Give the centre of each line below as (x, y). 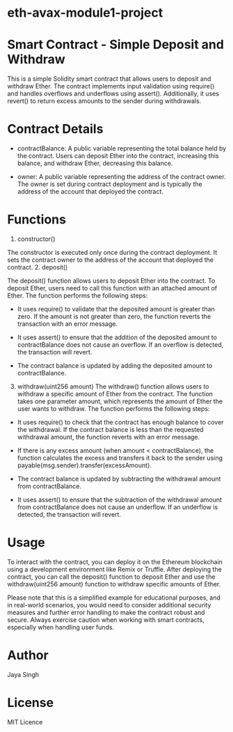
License (31, 703)
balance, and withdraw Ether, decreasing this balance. (95, 163)
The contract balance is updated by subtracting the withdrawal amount (119, 479)
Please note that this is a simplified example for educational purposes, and (114, 598)
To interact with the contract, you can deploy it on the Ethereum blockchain (115, 561)
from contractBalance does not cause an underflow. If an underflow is (118, 507)
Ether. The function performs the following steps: (78, 295)
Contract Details (55, 129)
